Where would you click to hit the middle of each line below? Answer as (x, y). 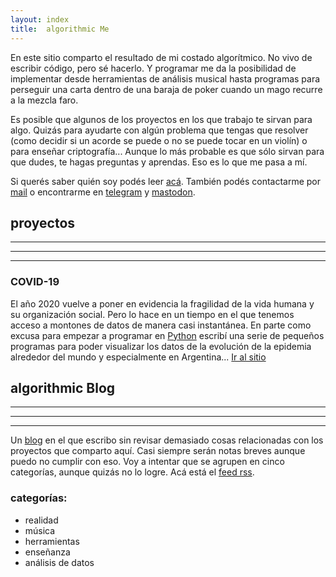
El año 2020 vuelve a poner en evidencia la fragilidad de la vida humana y (162, 303)
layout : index (40, 19)
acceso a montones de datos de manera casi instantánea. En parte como (161, 325)
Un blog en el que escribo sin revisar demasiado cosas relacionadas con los (167, 440)
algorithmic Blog (63, 388)
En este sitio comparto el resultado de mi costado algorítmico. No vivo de (161, 57)
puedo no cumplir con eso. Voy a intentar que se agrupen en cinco (147, 462)
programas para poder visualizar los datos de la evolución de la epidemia (161, 346)
